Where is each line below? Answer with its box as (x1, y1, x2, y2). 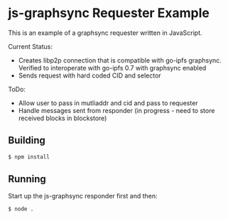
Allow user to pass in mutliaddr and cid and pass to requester (18, 98, 198, 107)
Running (8, 173, 47, 186)
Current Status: (8, 42, 53, 50)
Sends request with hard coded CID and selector (18, 71, 162, 80)
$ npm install (8, 153, 50, 161)
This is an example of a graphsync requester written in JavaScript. (8, 28, 202, 37)
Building (8, 134, 45, 146)
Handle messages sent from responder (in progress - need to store (18, 106, 215, 114)
